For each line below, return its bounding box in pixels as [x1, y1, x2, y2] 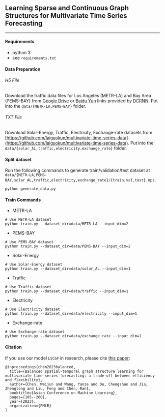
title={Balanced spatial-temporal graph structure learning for [9, 369, 144, 374]
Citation [5, 344, 22, 350]
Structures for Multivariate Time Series [5, 12, 128, 20]
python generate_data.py [5, 186, 56, 191]
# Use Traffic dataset [5, 285, 52, 290]
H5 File [5, 77, 20, 83]
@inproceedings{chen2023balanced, [5, 364, 76, 369]
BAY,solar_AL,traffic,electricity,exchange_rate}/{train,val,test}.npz [5, 178, 155, 183]
